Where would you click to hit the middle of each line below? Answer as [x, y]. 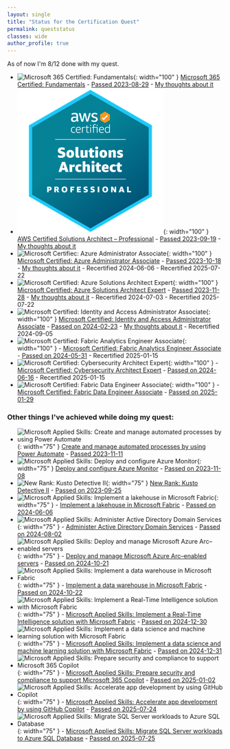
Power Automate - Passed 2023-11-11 [70, 454]
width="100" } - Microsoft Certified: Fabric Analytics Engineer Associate [119, 348]
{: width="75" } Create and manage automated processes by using [111, 447]
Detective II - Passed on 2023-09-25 [69, 490]
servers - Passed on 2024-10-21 [63, 564]
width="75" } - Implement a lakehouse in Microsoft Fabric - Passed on [116, 505]
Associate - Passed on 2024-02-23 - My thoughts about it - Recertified [118, 327]
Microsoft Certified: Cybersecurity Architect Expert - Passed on [107, 370]
